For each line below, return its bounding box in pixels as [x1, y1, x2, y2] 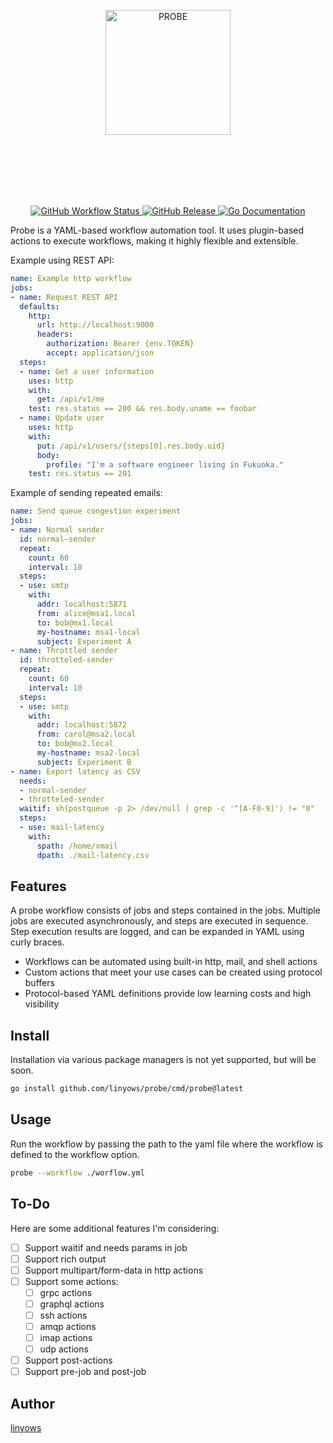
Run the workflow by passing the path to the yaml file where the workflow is [10, 1138, 324, 1150]
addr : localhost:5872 [36, 720, 128, 730]
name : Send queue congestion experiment [10, 506, 182, 517]
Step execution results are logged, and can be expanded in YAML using [10, 926, 305, 938]
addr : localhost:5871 [36, 599, 128, 609]
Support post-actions [24, 1354, 113, 1367]
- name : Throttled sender [10, 646, 118, 656]
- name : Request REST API [10, 292, 118, 302]
